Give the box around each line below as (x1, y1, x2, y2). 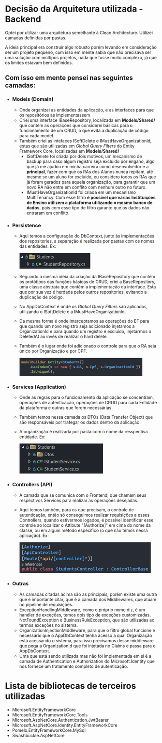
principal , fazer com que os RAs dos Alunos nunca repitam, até (26, 169, 153, 174)
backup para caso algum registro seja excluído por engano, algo (26, 158, 155, 164)
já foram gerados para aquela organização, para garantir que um (26, 179, 156, 185)
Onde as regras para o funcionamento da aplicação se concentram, (19, 395, 154, 400)
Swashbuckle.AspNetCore (12, 732, 65, 738)
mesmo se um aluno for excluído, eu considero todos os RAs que (26, 174, 156, 180)
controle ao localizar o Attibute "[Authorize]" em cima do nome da (19, 522, 151, 528)
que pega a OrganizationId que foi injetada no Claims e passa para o (19, 643, 156, 648)
